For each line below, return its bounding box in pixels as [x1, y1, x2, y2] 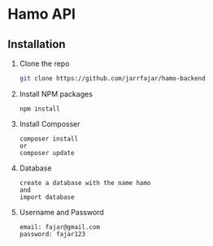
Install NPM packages [19, 88, 93, 98]
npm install [19, 105, 60, 113]
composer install [19, 135, 79, 143]
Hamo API [7, 5, 76, 24]
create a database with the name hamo [19, 179, 151, 187]
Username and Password [19, 207, 105, 217]
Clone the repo [19, 58, 70, 68]
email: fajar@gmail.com [19, 222, 101, 231]
